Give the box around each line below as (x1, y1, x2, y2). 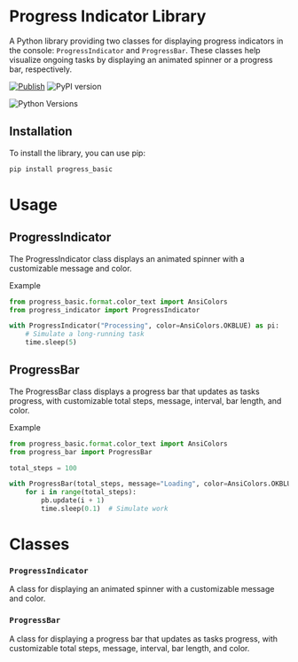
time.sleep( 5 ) (25, 338, 77, 347)
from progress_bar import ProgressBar (9, 447, 153, 456)
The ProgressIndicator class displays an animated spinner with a (9, 253, 246, 264)
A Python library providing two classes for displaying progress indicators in (9, 35, 284, 46)
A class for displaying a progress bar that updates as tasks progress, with (9, 633, 278, 644)
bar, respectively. (9, 64, 73, 75)
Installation (9, 124, 73, 139)
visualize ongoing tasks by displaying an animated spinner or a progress (9, 54, 273, 65)
